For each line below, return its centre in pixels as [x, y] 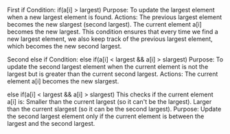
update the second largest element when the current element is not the [108, 67]
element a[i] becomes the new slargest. [63, 81]
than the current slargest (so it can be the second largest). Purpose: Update [114, 109]
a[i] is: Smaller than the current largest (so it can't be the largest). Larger [110, 102]
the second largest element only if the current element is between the [106, 116]
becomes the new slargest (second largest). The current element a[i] [105, 24]
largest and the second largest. [51, 123]
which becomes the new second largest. [65, 46]
